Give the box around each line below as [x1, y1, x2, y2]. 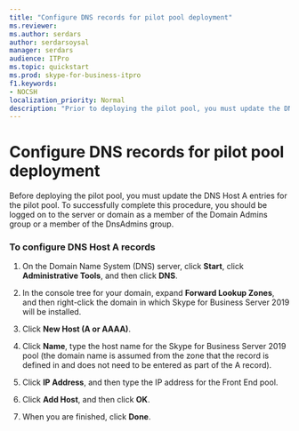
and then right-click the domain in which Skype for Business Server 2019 [21, 297, 290, 307]
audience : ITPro [9, 54, 69, 63]
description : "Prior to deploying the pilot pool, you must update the [9, 104, 280, 113]
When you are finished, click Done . [21, 411, 151, 422]
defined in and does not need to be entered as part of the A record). [21, 360, 272, 371]
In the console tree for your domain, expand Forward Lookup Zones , [21, 288, 275, 299]
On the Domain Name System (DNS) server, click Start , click [21, 261, 245, 272]
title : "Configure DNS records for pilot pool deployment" [9, 12, 233, 22]
